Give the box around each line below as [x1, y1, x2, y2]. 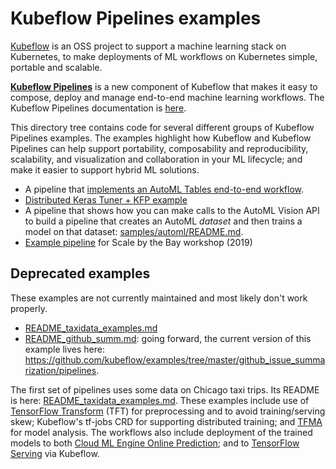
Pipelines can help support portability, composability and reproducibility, [10, 142, 309, 154]
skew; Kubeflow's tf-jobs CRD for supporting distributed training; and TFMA [10, 415, 323, 427]
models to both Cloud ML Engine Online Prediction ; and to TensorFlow [10, 437, 300, 449]
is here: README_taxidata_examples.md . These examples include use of [10, 394, 310, 406]
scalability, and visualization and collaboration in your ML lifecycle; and [10, 153, 303, 165]
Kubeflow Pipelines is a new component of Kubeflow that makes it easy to [10, 80, 318, 92]
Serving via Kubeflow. [10, 447, 100, 459]
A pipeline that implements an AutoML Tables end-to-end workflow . [24, 183, 305, 195]
